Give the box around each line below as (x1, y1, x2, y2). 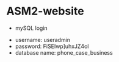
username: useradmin (15, 36, 71, 43)
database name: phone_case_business (15, 49, 113, 56)
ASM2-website (6, 4, 84, 18)
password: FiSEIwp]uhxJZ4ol (15, 43, 89, 50)
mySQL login (15, 24, 48, 32)
